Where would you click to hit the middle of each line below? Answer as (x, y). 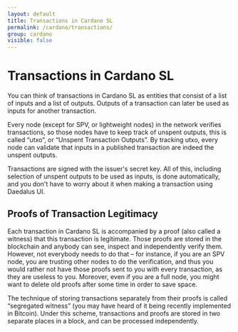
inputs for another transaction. (52, 111)
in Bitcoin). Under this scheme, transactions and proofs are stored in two (114, 313)
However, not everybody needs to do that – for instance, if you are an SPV (116, 253)
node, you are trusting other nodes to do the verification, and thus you (110, 261)
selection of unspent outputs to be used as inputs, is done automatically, (114, 176)
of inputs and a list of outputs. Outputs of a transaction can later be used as (118, 104)
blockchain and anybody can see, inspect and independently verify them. (115, 246)
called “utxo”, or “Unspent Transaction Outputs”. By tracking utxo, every (113, 140)
